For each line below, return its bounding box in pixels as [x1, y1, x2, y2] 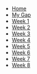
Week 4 [11, 37, 31, 43]
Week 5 [11, 43, 31, 50]
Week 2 [11, 24, 31, 31]
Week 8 [11, 62, 31, 69]
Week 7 [11, 56, 31, 62]
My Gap [11, 11, 31, 18]
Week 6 [11, 49, 31, 56]
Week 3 [11, 30, 31, 37]
